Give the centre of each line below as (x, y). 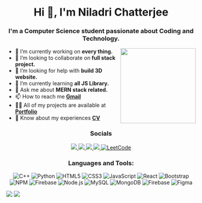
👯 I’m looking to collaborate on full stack (65, 58)
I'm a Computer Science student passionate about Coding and (101, 31)
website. (26, 77)
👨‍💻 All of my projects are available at (60, 105)
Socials (101, 133)
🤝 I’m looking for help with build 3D (59, 71)
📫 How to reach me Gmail (48, 97)
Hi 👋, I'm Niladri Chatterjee (101, 12)
